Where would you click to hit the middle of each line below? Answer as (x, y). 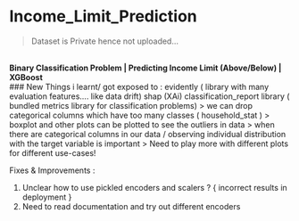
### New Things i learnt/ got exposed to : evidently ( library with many (139, 86)
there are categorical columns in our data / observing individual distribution (148, 134)
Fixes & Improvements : (52, 170)
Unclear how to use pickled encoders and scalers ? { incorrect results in (154, 187)
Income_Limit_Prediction (104, 16)
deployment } (47, 197)
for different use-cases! (53, 152)
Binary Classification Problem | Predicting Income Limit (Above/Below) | (145, 68)
